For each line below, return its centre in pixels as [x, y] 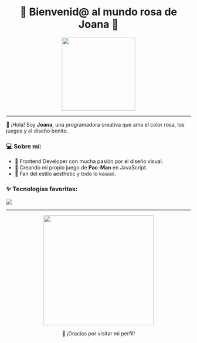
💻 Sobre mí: [24, 146]
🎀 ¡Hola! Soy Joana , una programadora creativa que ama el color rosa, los [95, 124]
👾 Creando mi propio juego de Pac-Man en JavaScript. [81, 168]
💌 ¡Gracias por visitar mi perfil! [98, 333]
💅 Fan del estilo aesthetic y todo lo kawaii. [65, 174]
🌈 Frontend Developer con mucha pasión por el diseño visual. [89, 161]
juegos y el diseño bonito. [37, 131]
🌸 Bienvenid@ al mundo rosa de [98, 12]
